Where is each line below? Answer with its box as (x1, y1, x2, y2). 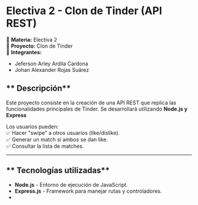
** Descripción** (6, 84, 71, 94)
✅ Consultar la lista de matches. (6, 143, 84, 150)
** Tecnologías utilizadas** (6, 166, 110, 176)
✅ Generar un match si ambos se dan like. (6, 135, 108, 143)
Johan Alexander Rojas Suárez (14, 66, 90, 73)
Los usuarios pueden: (6, 123, 59, 130)
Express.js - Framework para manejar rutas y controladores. (14, 187, 162, 194)
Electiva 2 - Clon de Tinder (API (6, 4, 163, 18)
